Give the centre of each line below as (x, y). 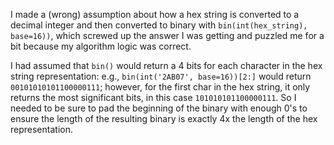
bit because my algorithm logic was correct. (101, 46)
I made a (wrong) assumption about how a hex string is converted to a (155, 14)
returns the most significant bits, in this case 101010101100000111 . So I (153, 97)
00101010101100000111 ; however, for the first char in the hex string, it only (160, 87)
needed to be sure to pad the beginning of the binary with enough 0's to (159, 108)
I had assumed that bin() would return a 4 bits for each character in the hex (166, 65)
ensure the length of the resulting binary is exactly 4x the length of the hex (164, 118)
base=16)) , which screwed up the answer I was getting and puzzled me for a (167, 35)
